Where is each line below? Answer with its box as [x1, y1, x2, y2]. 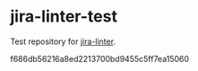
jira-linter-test [10, 6, 117, 27]
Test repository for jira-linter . [10, 36, 116, 47]
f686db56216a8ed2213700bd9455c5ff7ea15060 [10, 53, 190, 64]
